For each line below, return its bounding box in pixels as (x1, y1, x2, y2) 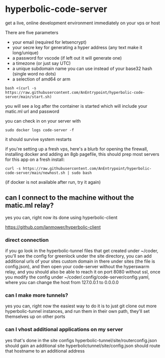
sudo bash (71, 170, 92, 175)
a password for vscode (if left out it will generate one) (12, 55, 122, 61)
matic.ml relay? (5, 201, 54, 210)
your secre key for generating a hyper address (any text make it (12, 44, 143, 50)
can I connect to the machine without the (5, 194, 134, 202)
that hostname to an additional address (5, 348, 85, 354)
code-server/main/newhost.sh (5, 170, 65, 175)
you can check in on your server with (5, 118, 81, 124)
